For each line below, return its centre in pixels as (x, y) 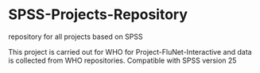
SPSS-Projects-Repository (98, 15)
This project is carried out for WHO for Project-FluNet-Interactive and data (130, 52)
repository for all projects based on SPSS (76, 36)
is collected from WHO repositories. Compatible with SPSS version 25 (122, 60)
